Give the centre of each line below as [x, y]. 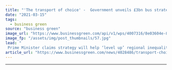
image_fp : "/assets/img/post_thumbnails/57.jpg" [58, 39]
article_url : [19, 52]
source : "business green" [33, 29]
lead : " [14, 43]
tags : [11, 19]
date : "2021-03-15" [26, 15]
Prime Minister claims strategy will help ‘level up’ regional [76, 48]
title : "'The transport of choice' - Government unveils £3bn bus [79, 10]
